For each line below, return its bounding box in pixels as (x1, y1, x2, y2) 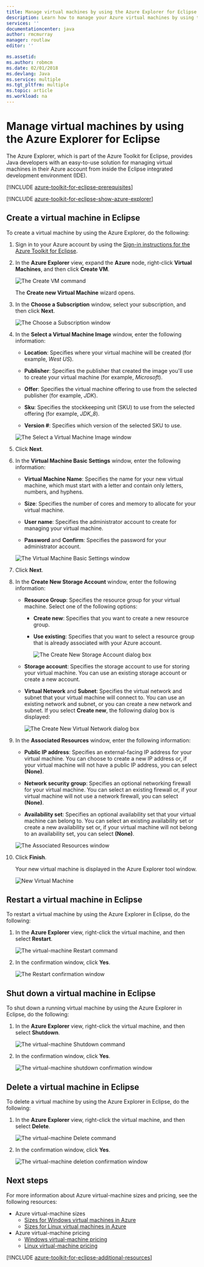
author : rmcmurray (6, 32, 53, 38)
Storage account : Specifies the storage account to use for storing (24, 662, 190, 670)
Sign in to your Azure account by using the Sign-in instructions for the (15, 240, 190, 248)
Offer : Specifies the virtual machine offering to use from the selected (24, 385, 197, 392)
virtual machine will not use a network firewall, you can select (24, 792, 178, 800)
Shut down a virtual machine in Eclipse (6, 988, 156, 999)
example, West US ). (24, 355, 74, 362)
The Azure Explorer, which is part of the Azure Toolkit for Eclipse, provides (6, 152, 193, 160)
